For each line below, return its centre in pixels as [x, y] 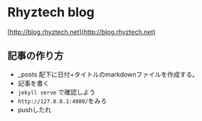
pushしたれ [34, 110]
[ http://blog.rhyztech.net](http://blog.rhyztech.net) [81, 32]
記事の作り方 [36, 56]
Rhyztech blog [51, 12]
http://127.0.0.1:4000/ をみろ [62, 100]
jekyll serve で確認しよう [57, 92]
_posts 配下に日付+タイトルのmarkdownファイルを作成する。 [108, 74]
